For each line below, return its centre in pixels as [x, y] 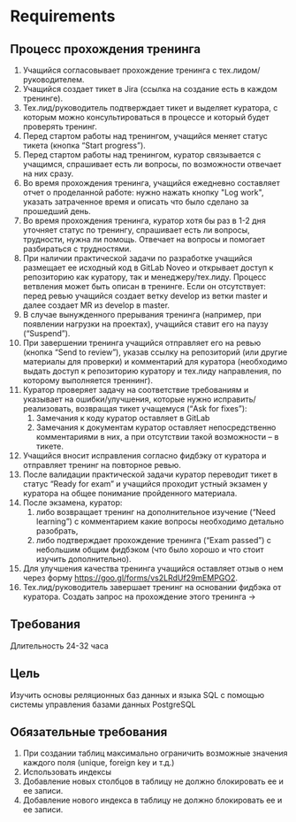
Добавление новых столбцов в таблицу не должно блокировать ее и [153, 781]
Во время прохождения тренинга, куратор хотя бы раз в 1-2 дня [144, 220]
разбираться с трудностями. [77, 249]
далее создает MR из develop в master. [96, 305]
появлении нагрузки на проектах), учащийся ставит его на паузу [145, 324]
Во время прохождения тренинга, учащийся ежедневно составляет [152, 183]
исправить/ [235, 399]
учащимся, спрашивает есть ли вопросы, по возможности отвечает [152, 164]
